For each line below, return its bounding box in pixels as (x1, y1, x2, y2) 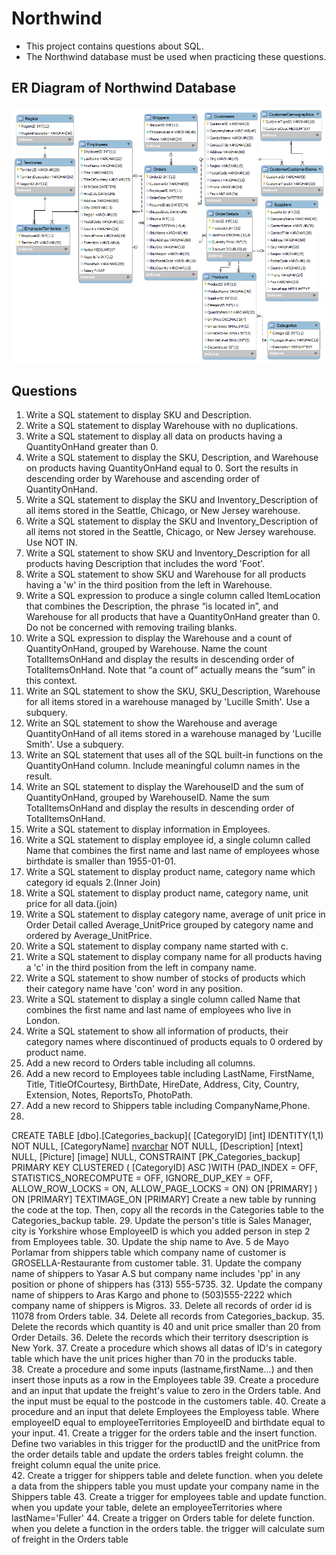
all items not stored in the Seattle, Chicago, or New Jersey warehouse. (25, 526, 317, 538)
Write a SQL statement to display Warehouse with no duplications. (25, 420, 299, 432)
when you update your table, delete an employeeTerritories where (11, 1502, 283, 1514)
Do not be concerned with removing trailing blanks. (25, 622, 238, 634)
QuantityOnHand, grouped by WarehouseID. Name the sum (25, 792, 270, 804)
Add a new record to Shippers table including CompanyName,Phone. (25, 1100, 311, 1112)
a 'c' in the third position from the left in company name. (25, 962, 258, 974)
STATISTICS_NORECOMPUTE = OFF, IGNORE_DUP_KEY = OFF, (11, 1172, 273, 1184)
